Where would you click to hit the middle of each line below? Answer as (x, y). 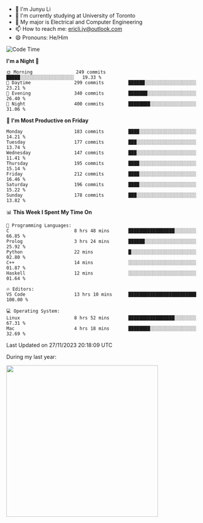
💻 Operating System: (33, 311)
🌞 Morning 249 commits (56, 72)
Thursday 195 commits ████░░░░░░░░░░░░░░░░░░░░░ (101, 163)
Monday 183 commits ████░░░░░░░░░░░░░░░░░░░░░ (101, 132)
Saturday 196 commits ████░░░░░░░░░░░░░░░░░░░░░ (101, 184)
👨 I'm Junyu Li (33, 9)
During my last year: (32, 356)
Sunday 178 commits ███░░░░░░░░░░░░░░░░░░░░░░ (101, 195)
